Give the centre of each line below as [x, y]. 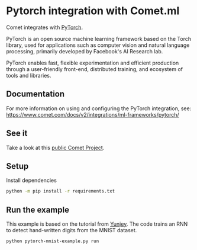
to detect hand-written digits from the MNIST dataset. [72, 230]
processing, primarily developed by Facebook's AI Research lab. [85, 51]
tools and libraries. [29, 75]
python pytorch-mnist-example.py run [53, 241]
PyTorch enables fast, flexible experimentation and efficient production [93, 63]
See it [17, 134]
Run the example [38, 209]
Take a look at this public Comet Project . [55, 148]
